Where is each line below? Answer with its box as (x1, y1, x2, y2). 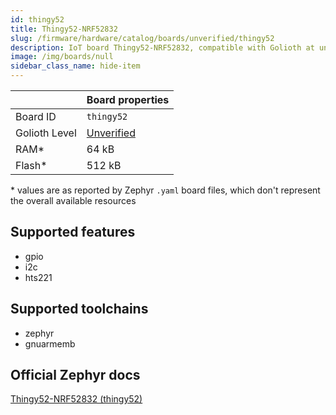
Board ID (15, 110, 57, 123)
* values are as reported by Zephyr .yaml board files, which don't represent (10, 184, 321, 196)
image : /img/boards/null (10, 52, 114, 62)
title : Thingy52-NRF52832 (10, 24, 118, 34)
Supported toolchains (10, 301, 149, 318)
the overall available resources (10, 195, 137, 206)
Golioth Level (15, 126, 77, 140)
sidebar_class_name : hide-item (10, 61, 141, 71)
